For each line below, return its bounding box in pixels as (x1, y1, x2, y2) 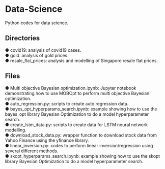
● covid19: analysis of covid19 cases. (5, 47, 82, 53)
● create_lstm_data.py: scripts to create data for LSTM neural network (5, 122, 148, 128)
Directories (5, 34, 40, 42)
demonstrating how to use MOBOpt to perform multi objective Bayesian (5, 90, 150, 96)
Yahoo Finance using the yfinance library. (5, 137, 89, 143)
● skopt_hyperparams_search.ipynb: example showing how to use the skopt (5, 153, 160, 159)
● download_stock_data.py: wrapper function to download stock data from (5, 132, 157, 138)
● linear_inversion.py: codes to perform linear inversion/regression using (5, 142, 153, 148)
